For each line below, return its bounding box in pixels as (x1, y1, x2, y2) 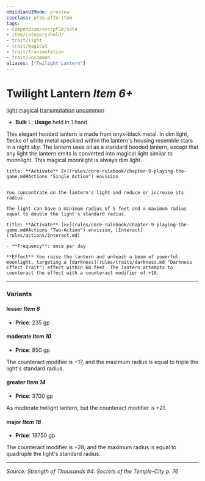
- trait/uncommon (6, 54, 51, 61)
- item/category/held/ (6, 32, 64, 38)
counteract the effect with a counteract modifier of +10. (6, 270, 160, 276)
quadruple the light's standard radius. (6, 450, 101, 458)
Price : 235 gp (15, 319, 50, 326)
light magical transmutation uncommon (6, 106, 105, 114)
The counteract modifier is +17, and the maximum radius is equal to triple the (6, 358, 199, 365)
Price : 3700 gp (15, 392, 54, 400)
